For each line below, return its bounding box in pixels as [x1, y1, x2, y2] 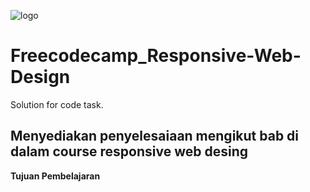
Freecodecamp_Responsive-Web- [10, 45, 302, 67]
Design [10, 66, 71, 89]
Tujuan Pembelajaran [10, 170, 101, 182]
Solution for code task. [10, 98, 104, 110]
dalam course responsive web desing [10, 143, 249, 160]
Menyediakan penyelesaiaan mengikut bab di [10, 128, 300, 145]
